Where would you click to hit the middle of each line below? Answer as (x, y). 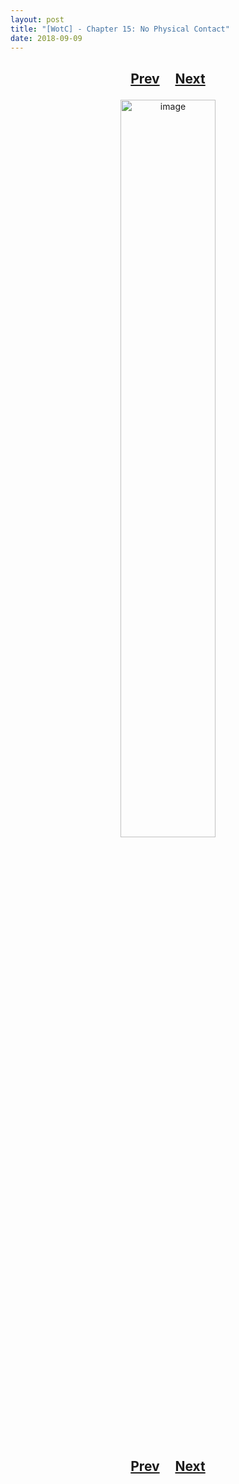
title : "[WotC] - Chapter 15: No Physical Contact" (120, 29)
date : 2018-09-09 (46, 38)
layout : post (37, 19)
